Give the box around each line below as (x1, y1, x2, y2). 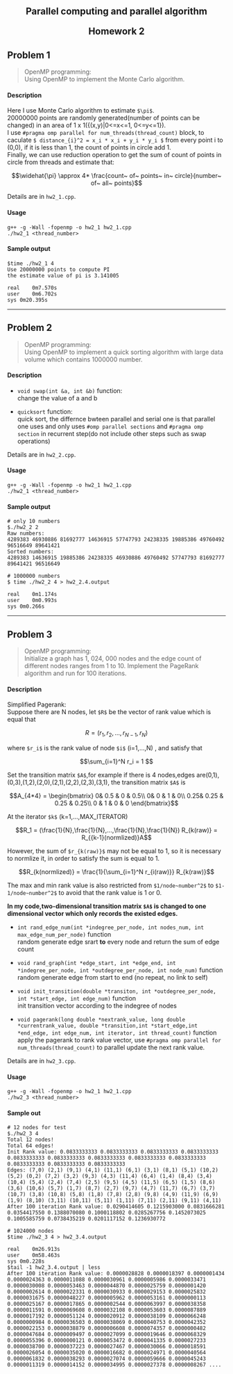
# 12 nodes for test (7, 1124, 67, 1131)
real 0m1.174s (7, 591, 58, 598)
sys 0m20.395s (7, 296, 49, 303)
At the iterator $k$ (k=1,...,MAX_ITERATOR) (7, 813, 128, 821)
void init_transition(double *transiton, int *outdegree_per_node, (17, 988, 216, 995)
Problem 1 (7, 49, 51, 61)
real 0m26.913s (7, 1246, 60, 1253)
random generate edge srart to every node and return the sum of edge (17, 938, 220, 946)
